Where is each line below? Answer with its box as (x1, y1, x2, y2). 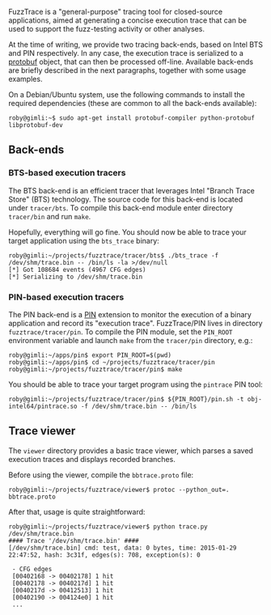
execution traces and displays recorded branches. (8, 454, 176, 464)
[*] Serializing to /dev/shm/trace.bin (8, 273, 143, 281)
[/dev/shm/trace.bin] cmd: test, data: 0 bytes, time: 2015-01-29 (8, 544, 237, 552)
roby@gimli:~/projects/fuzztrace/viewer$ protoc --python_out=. (8, 486, 230, 494)
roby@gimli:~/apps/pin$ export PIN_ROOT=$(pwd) (8, 351, 172, 359)
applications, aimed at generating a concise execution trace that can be (8, 15, 247, 25)
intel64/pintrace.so (8, 402, 78, 410)
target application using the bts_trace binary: (8, 235, 159, 245)
